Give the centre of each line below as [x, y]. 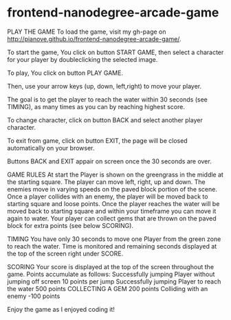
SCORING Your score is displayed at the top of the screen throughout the [111, 266]
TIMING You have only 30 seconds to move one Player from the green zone [114, 239]
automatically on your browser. [51, 148]
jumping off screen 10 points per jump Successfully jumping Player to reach [114, 281]
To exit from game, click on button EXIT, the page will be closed [97, 140]
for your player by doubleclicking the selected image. [82, 59]
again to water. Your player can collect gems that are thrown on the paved [112, 218]
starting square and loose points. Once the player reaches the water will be [113, 203]
